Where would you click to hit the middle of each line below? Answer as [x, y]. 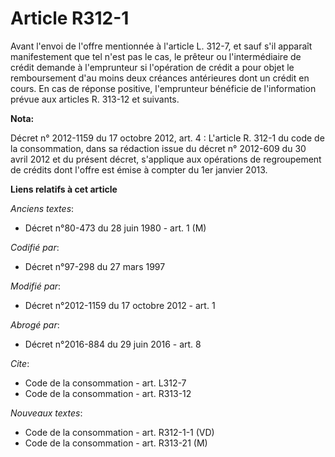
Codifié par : [35, 247]
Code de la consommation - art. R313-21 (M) [116, 443]
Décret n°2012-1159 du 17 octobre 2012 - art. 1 [120, 305]
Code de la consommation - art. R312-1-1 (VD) [119, 432]
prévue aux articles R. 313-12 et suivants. [95, 99]
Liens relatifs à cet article [64, 189]
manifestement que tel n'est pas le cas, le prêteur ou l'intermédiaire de [156, 56]
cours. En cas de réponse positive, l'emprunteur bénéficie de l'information [163, 88]
